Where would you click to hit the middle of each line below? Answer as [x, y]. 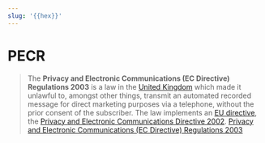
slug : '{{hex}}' [35, 16]
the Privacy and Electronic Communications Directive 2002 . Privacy [141, 121]
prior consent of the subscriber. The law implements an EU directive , [142, 112]
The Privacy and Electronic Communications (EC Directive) [128, 78]
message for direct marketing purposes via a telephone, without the [141, 104]
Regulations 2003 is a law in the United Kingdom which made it [134, 86]
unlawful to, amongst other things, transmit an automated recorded [139, 95]
